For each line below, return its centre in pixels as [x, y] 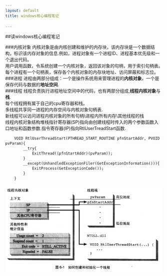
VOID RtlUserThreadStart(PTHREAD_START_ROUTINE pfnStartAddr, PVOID [87, 138]
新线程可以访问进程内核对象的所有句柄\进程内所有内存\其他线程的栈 [75, 116]
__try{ [30, 148]
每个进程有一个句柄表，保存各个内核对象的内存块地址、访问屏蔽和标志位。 [82, 72]
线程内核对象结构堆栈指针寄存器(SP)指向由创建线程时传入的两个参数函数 [80, 122]
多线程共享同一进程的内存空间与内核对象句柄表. [54, 109]
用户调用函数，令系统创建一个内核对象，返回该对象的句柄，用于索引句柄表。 [84, 66]
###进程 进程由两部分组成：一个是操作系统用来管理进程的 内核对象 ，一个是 [82, 78]
